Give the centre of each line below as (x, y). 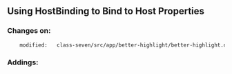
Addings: (23, 62)
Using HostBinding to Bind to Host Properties (106, 11)
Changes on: (29, 31)
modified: (34, 45)
